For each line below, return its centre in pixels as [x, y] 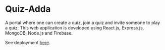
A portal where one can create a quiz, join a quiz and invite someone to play [82, 23]
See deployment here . [28, 42]
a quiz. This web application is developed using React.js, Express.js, [75, 27]
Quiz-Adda [28, 9]
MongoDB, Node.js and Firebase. [39, 33]
